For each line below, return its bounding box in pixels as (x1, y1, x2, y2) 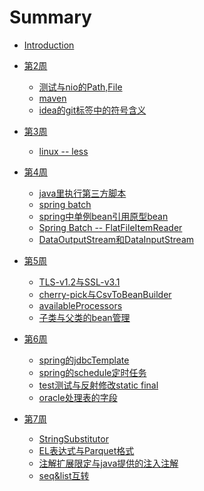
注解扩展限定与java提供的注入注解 (38, 457, 179, 469)
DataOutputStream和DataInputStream (38, 233, 195, 245)
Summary (9, 6, 92, 29)
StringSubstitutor (38, 432, 109, 445)
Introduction (23, 39, 75, 51)
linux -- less (38, 145, 89, 157)
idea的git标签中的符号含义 (38, 104, 147, 116)
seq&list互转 (38, 469, 90, 481)
